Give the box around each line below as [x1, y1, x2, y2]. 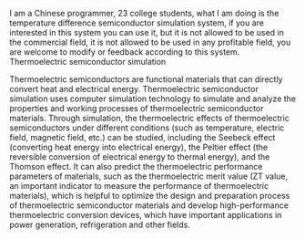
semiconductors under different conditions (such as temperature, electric [9, 122, 285, 133]
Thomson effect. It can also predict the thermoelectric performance [9, 161, 263, 171]
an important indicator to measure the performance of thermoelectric [9, 181, 269, 191]
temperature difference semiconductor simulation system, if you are [9, 17, 265, 28]
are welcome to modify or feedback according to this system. [9, 47, 240, 57]
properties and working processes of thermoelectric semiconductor [9, 103, 264, 113]
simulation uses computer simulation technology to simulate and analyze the [9, 93, 297, 104]
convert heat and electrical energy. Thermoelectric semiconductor [9, 84, 259, 94]
